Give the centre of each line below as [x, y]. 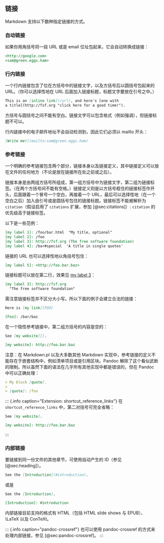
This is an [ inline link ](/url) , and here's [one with [62, 101]
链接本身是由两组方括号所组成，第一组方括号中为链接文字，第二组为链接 [78, 182]
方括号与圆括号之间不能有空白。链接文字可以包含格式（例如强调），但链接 [79, 115]
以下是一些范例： [22, 223]
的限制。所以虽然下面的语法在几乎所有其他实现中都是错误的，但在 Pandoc [80, 367]
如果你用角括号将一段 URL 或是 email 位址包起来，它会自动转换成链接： [77, 47]
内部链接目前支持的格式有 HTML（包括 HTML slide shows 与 [66, 513]
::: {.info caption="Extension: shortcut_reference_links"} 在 [64, 401]
